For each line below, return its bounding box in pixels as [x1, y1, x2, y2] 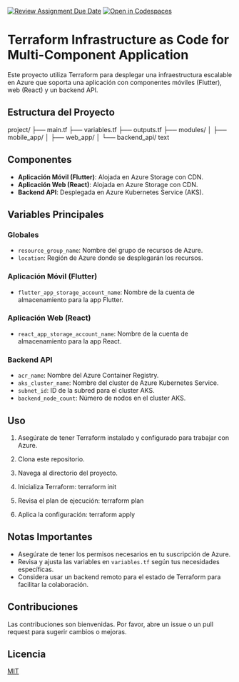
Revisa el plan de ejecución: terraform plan [17, 496, 144, 505]
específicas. [17, 565, 54, 573]
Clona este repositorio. [17, 454, 85, 463]
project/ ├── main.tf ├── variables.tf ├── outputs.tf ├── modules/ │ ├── [7, 125, 227, 134]
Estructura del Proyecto [7, 106, 116, 119]
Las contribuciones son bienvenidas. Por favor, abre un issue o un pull [7, 620, 214, 628]
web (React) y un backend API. [7, 86, 98, 94]
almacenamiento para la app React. [17, 336, 122, 346]
